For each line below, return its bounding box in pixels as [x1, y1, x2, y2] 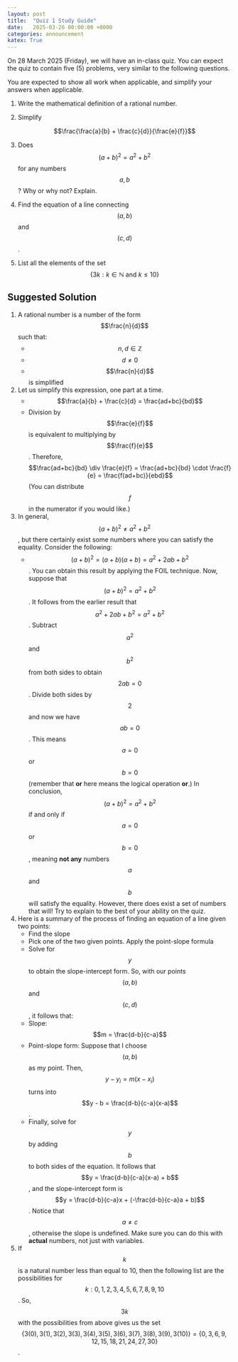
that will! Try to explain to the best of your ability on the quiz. [28, 907, 206, 916]
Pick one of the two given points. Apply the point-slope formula [28, 937, 215, 946]
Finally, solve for [28, 1117, 77, 1126]
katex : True [7, 37, 43, 44]
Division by [28, 408, 61, 416]
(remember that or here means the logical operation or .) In [28, 779, 200, 788]
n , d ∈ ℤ [117, 344, 142, 353]
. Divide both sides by [28, 690, 92, 698]
